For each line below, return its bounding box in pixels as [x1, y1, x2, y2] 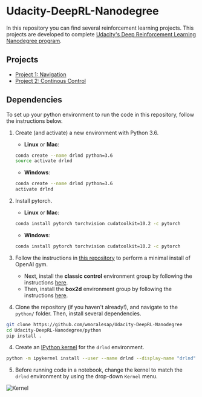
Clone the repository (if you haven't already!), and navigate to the [15, 303, 178, 310]
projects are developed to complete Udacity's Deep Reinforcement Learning [6, 30, 197, 38]
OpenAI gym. [15, 260, 48, 267]
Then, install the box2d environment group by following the [24, 285, 172, 292]
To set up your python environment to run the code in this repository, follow [6, 111, 195, 118]
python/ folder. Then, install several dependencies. [15, 310, 142, 317]
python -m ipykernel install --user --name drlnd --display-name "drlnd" [6, 355, 197, 361]
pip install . [6, 333, 42, 339]
